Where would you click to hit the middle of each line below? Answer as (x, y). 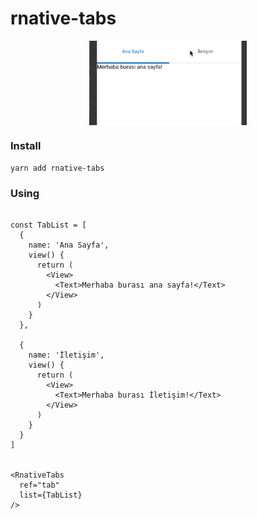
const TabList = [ (48, 225)
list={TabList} (51, 495)
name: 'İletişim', (66, 355)
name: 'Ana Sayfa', (69, 245)
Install (26, 146)
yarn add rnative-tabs (57, 168)
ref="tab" (39, 485)
